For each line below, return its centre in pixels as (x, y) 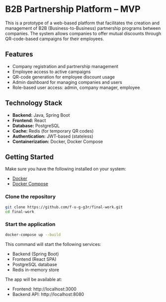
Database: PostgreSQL (36, 126)
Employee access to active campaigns (51, 72)
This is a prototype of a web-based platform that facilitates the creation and (83, 23)
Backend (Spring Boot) (36, 254)
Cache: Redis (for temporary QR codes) (53, 131)
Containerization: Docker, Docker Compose (57, 141)
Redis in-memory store (36, 270)
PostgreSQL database (35, 264)
